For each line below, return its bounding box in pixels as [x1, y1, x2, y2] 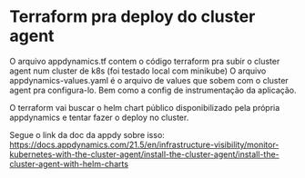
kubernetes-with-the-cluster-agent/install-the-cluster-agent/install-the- [9, 148, 280, 160]
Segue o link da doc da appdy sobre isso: [9, 129, 166, 140]
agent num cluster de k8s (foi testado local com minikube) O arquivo [9, 65, 267, 76]
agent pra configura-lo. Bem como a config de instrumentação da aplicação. [9, 84, 297, 95]
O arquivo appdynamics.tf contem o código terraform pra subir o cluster [9, 55, 280, 66]
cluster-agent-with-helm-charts [9, 158, 129, 169]
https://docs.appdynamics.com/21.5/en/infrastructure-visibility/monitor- [9, 139, 280, 150]
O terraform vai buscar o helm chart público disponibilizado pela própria [9, 102, 280, 113]
